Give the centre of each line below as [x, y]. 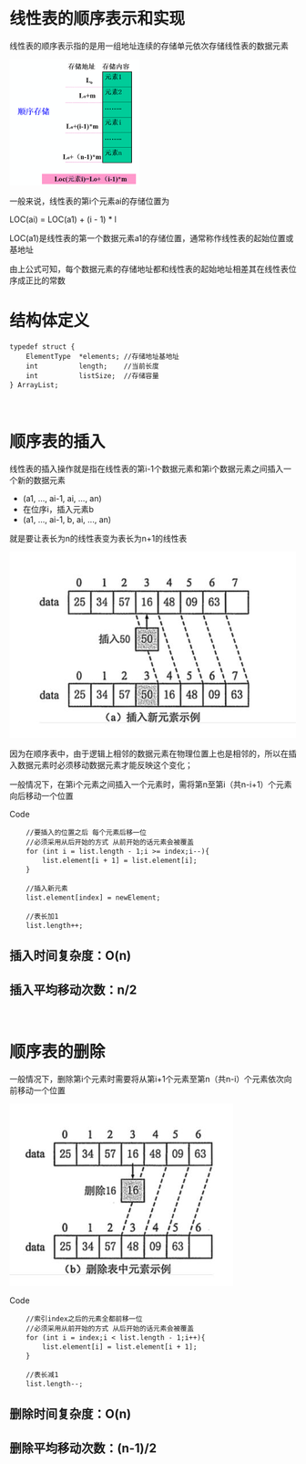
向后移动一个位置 [41, 795]
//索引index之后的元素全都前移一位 [84, 1319]
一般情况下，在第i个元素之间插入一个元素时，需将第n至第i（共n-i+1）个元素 [151, 784]
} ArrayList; [34, 384]
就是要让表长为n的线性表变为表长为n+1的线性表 [98, 538]
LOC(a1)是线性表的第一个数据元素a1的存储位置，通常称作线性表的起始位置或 [152, 237]
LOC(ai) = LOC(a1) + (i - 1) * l [63, 219]
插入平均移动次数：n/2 [73, 990]
